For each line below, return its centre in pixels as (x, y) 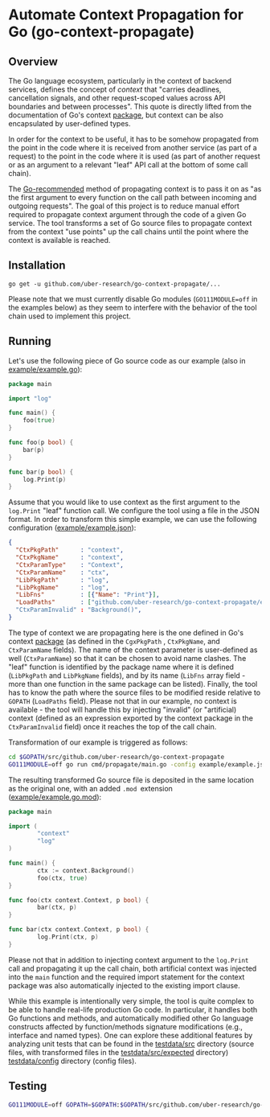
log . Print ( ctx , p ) (68, 937)
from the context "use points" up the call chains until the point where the (129, 232)
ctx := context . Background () (86, 870)
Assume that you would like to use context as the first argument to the (125, 502)
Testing (28, 1086)
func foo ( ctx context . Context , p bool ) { (79, 900)
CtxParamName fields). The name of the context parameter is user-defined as (133, 650)
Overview (33, 62)
